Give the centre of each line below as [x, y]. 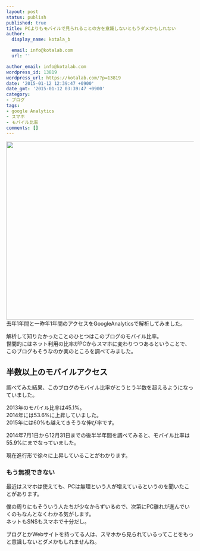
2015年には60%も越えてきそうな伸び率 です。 [62, 423]
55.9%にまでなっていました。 [43, 443]
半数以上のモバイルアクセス [57, 372]
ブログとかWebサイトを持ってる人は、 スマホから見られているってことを [95, 534]
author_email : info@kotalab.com [46, 66]
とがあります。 [24, 494]
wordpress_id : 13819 [32, 72]
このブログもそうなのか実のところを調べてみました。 [71, 351]
